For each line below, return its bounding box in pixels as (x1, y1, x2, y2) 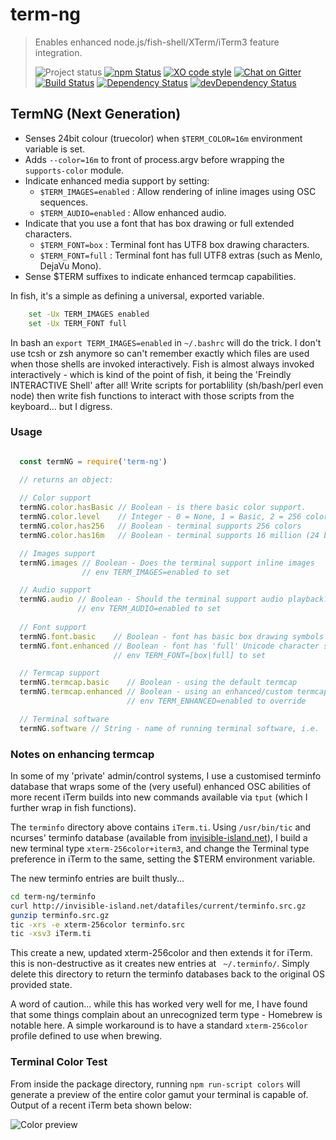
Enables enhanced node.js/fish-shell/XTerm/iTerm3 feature (34, 36, 280, 48)
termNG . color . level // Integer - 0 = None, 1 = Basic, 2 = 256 (19, 512, 302, 522)
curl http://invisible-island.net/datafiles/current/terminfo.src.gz (10, 901, 307, 911)
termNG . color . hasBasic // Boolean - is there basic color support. (19, 503, 307, 513)
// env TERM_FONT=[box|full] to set (113, 650, 267, 660)
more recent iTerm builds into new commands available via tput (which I (10, 791, 308, 803)
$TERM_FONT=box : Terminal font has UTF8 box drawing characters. (39, 238, 310, 250)
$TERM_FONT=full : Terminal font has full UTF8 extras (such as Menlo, (39, 249, 323, 261)
